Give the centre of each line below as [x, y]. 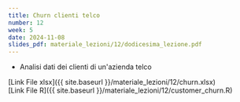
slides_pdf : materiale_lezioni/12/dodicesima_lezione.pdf [105, 45]
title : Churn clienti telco [54, 15]
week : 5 [21, 30]
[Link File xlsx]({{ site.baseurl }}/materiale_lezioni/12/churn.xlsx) [112, 82]
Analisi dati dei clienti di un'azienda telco [85, 67]
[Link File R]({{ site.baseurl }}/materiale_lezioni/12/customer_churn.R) [120, 90]
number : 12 [26, 23]
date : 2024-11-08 [37, 37]
